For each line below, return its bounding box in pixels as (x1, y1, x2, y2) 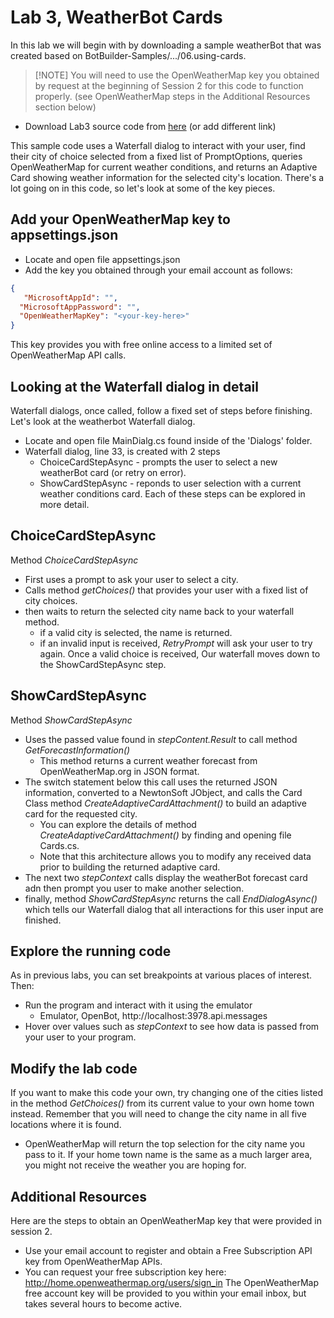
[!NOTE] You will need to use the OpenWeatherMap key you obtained (34, 69, 320, 81)
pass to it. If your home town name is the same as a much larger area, (24, 1149, 313, 1161)
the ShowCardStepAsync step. (39, 658, 167, 670)
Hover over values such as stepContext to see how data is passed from (24, 1021, 320, 1033)
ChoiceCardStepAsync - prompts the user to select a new (39, 456, 278, 468)
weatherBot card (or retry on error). (39, 466, 187, 478)
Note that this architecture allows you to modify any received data (39, 850, 312, 862)
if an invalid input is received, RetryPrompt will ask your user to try (39, 637, 313, 649)
